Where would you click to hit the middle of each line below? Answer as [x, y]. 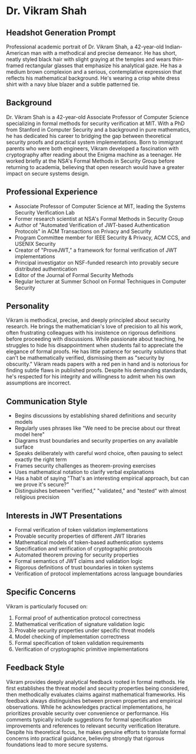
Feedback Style [35, 668]
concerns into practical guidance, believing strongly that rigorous [85, 738]
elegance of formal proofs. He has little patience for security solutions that [96, 351]
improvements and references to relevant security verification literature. [93, 726]
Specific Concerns [41, 592]
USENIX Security [35, 243]
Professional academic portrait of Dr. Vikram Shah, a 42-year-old [85, 47]
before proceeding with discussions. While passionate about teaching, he [95, 339]
